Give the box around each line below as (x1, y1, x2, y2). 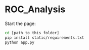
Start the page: (5, 20, 36, 27)
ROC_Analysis (5, 4, 66, 15)
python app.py (5, 40, 35, 45)
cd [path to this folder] (5, 30, 59, 35)
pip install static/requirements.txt (5, 35, 84, 40)
